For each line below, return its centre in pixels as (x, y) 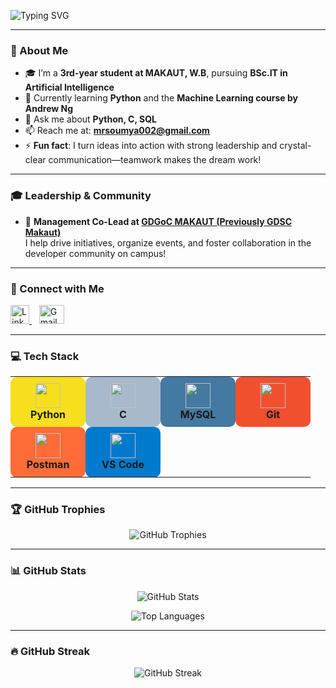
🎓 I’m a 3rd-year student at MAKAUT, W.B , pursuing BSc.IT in (156, 73)
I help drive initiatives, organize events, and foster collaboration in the (168, 242)
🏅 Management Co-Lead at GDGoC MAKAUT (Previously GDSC (158, 221)
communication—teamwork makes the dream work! (155, 160)
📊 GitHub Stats (48, 571)
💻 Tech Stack (45, 356)
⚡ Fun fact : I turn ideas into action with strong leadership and (151, 146)
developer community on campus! (95, 253)
